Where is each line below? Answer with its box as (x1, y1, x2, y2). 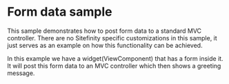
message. (7, 69, 35, 77)
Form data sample (7, 4, 112, 20)
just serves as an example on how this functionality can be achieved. (7, 41, 203, 49)
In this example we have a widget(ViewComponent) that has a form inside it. (7, 54, 223, 62)
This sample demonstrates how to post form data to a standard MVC (7, 27, 202, 35)
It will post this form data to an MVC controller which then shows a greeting (7, 61, 221, 70)
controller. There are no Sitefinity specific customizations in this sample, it (7, 33, 217, 42)
